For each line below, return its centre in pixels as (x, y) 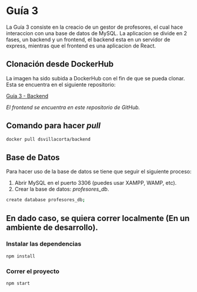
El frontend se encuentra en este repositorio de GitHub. (73, 107)
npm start (18, 283)
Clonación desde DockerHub (60, 64)
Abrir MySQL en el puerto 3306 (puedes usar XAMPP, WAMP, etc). (96, 183)
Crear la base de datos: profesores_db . (62, 189)
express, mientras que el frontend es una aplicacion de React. (81, 46)
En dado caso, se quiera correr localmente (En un (98, 218)
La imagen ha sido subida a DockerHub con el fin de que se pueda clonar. (96, 78)
